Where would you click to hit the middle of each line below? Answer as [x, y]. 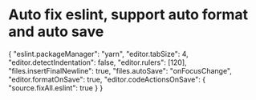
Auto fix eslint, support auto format [128, 15]
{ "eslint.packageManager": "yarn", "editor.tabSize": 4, [98, 54]
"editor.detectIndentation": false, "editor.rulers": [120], [98, 62]
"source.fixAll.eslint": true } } [56, 88]
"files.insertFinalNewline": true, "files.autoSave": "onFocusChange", [120, 70]
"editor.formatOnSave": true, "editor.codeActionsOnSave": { [107, 79]
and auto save [56, 32]
